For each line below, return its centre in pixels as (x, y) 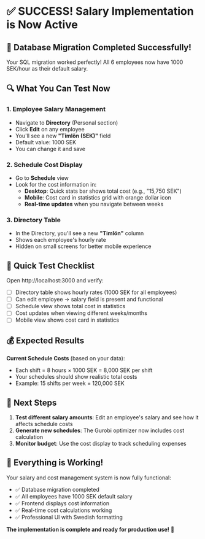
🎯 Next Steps (32, 402)
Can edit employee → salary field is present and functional (89, 300)
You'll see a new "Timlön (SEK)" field (63, 136)
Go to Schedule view (42, 178)
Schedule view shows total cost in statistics (70, 306)
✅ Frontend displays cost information (62, 503)
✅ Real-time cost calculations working (64, 510)
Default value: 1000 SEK (46, 142)
